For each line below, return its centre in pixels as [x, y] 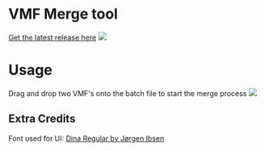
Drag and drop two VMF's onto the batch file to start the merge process [128, 93]
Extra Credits [42, 119]
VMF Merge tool [63, 14]
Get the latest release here [53, 37]
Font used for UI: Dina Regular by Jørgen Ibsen [86, 138]
